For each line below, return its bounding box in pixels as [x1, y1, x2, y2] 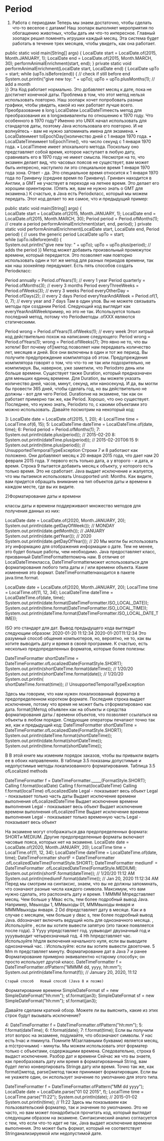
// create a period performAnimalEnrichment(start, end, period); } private [5, 221, 152, 226]
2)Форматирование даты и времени [5, 493, 81, 499]
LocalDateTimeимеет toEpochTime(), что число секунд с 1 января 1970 [5, 138, 151, 144]
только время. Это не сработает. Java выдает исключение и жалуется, [5, 468, 154, 474]
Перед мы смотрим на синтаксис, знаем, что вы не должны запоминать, [5, 881, 158, 887]
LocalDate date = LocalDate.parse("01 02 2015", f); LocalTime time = [5, 1089, 144, 1094]
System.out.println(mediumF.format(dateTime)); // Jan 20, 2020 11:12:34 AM [5, 875, 159, 881]
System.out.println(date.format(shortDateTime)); [5, 738, 103, 744]
